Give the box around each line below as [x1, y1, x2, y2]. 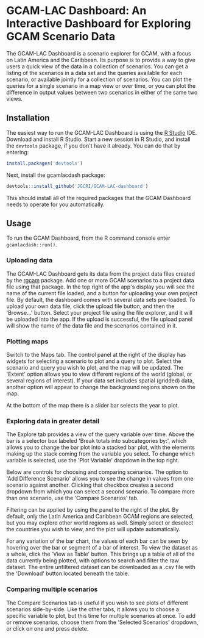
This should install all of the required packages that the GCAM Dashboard [6, 194, 191, 201]
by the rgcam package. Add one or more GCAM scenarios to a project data [6, 276, 195, 284]
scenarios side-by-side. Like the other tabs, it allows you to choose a [6, 605, 180, 613]
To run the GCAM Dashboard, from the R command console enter [6, 234, 171, 242]
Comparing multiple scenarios [6, 585, 98, 593]
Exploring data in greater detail [6, 417, 100, 425]
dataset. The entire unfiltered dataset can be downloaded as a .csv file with [6, 564, 196, 571]
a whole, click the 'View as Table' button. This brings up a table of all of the [6, 550, 195, 558]
